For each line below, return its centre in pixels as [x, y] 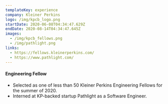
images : [13, 34]
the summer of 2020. [35, 90]
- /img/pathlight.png [33, 43]
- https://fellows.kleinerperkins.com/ [52, 53]
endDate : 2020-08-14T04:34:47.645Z [43, 29]
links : [12, 48]
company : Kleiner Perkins [33, 15]
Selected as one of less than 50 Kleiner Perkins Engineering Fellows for [88, 85]
